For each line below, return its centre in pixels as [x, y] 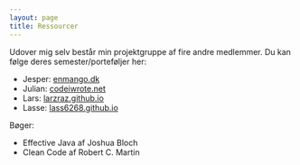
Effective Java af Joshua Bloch [80, 142]
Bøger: [22, 125]
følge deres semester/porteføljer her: [78, 61]
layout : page [34, 18]
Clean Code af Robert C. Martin [81, 152]
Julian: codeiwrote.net [64, 88]
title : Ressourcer [44, 26]
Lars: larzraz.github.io [63, 98]
